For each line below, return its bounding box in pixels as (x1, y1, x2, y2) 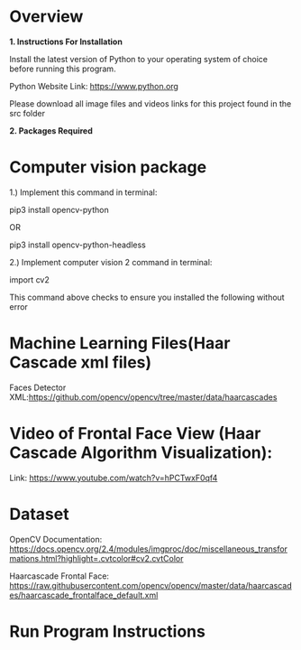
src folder (9, 107, 45, 118)
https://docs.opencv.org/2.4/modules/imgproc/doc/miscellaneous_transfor (9, 543, 288, 554)
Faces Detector (9, 382, 67, 393)
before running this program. (9, 63, 116, 74)
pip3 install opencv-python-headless (9, 239, 146, 250)
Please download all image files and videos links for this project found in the (9, 97, 292, 109)
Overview (9, 6, 84, 27)
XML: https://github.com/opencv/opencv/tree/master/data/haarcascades (9, 391, 278, 403)
